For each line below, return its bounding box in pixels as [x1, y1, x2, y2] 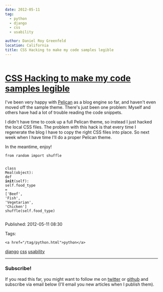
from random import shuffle [5, 153, 62, 158]
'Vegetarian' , [5, 200, 34, 205]
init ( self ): [5, 178, 29, 184]
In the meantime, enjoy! [5, 144, 52, 150]
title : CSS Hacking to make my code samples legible [5, 47, 114, 52]
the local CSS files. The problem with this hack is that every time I [5, 124, 136, 130]
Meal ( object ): [5, 170, 34, 175]
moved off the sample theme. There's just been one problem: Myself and [5, 104, 151, 110]
